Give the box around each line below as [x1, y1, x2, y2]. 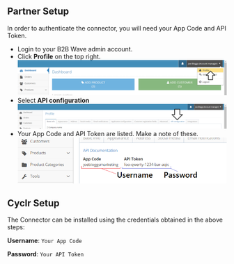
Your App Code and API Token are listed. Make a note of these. [17, 129, 198, 138]
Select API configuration [17, 97, 90, 105]
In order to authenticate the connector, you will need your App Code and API [7, 24, 226, 32]
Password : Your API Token [7, 250, 84, 258]
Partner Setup [7, 6, 70, 17]
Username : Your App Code [7, 236, 82, 245]
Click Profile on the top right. [17, 52, 101, 60]
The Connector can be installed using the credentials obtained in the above [7, 215, 223, 224]
